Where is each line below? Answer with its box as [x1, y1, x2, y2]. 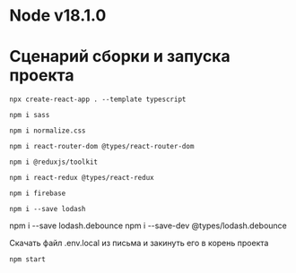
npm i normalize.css [9, 126, 87, 135]
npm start [9, 255, 47, 264]
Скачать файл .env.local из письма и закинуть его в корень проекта [9, 238, 269, 249]
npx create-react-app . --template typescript [9, 95, 187, 104]
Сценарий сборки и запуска [9, 47, 231, 67]
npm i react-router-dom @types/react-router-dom [9, 142, 195, 151]
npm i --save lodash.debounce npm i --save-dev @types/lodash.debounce [9, 220, 287, 231]
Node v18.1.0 [9, 5, 107, 26]
